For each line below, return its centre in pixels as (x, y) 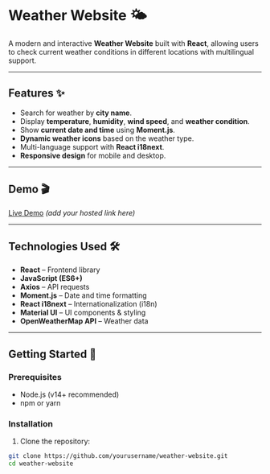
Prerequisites (35, 377)
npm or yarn (40, 403)
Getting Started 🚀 (53, 354)
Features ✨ (37, 93)
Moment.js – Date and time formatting (83, 295)
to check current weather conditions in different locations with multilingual (131, 52)
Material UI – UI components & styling (83, 313)
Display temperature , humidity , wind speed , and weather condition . (135, 121)
